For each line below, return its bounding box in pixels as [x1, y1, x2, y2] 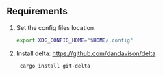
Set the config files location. [16, 23, 97, 31]
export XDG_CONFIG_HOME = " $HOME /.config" [16, 37, 134, 44]
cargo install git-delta [19, 62, 90, 69]
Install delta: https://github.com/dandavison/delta [16, 49, 156, 58]
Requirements [6, 5, 68, 17]
